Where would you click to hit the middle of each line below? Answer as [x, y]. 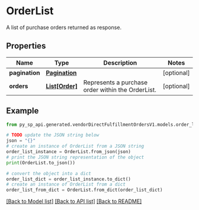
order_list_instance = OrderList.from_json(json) [69, 152]
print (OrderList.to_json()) [41, 163]
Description [120, 62]
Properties [26, 46]
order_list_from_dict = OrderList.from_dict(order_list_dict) [84, 190]
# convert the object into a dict [49, 173]
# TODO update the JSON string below [53, 135]
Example [23, 111]
